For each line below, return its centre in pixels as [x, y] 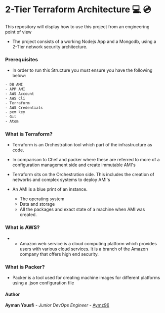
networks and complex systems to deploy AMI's [61, 180]
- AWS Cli [15, 98]
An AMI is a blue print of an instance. [50, 189]
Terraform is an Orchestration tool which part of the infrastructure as [82, 145]
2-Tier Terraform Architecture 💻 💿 [78, 10]
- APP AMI [15, 89]
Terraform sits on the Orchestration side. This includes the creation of [83, 175]
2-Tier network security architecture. [50, 46]
